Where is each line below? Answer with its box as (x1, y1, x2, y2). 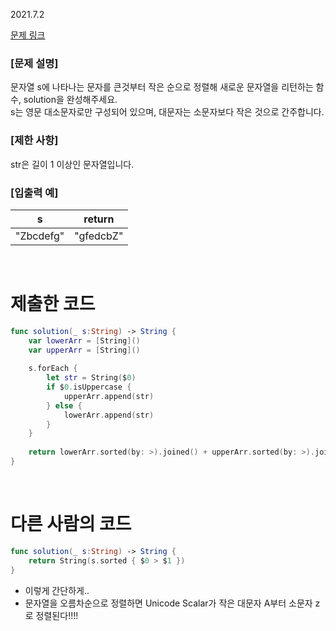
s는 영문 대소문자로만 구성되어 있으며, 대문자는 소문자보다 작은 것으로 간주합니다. (10, 106, 325, 118)
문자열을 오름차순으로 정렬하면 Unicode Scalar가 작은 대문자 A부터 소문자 (24, 597, 313, 609)
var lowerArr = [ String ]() (28, 335, 141, 346)
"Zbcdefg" (15, 229, 65, 243)
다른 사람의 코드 (10, 513, 132, 536)
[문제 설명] (10, 56, 59, 70)
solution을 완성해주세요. (23, 94, 118, 106)
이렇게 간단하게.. (24, 584, 90, 596)
